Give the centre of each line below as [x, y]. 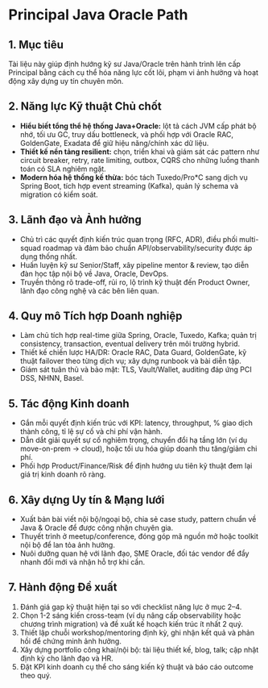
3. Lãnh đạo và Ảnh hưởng [75, 220]
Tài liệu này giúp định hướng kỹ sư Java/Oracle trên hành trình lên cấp [125, 64]
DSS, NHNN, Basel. [52, 378]
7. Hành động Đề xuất [63, 588]
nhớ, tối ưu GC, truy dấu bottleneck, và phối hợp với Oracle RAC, [127, 134]
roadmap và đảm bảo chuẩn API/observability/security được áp [148, 248]
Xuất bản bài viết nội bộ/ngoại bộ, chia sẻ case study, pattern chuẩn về [138, 519]
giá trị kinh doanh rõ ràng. [63, 474]
